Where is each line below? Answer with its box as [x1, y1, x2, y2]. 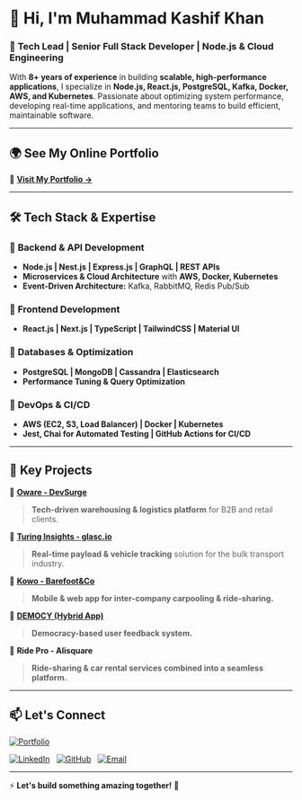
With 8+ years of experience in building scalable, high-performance [9, 72, 267, 83]
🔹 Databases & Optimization [9, 346, 134, 359]
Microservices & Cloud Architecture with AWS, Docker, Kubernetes [22, 271, 279, 281]
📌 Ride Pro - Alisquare [9, 644, 93, 655]
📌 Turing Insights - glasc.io [9, 530, 112, 542]
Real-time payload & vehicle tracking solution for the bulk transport [31, 548, 285, 559]
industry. [31, 557, 65, 569]
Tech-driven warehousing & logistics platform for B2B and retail [31, 503, 274, 515]
